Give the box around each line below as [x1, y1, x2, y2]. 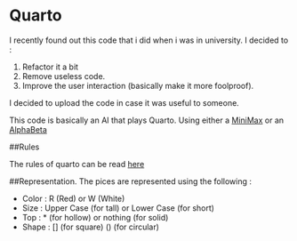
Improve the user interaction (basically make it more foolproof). [21, 80, 254, 91]
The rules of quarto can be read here [9, 158, 145, 169]
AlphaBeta [9, 124, 47, 134]
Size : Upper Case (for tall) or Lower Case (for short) [21, 202, 215, 213]
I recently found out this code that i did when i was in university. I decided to [9, 35, 289, 45]
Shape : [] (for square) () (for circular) [21, 221, 160, 232]
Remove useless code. [21, 70, 106, 81]
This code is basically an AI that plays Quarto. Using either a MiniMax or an [9, 115, 285, 125]
